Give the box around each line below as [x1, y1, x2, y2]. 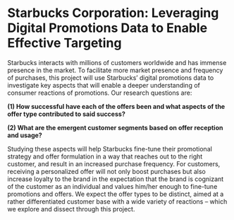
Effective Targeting [7, 35, 122, 51]
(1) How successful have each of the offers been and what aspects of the [7, 102, 226, 110]
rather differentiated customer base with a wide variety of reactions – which [7, 197, 228, 206]
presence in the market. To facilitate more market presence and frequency [7, 66, 223, 74]
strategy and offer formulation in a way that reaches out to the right [7, 152, 203, 161]
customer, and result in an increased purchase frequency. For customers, [7, 159, 221, 168]
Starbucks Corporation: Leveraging [7, 5, 219, 21]
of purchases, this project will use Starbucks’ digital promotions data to [7, 73, 214, 82]
